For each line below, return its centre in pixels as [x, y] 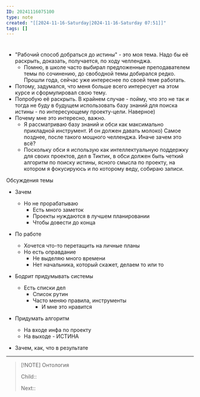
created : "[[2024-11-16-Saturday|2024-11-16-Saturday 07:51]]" [86, 23]
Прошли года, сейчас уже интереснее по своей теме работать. [104, 80]
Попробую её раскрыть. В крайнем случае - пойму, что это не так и [102, 99]
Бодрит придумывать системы [54, 276]
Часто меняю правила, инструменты [79, 301]
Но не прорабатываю [51, 204]
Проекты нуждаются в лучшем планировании [91, 216]
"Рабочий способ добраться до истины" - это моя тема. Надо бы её [101, 55]
